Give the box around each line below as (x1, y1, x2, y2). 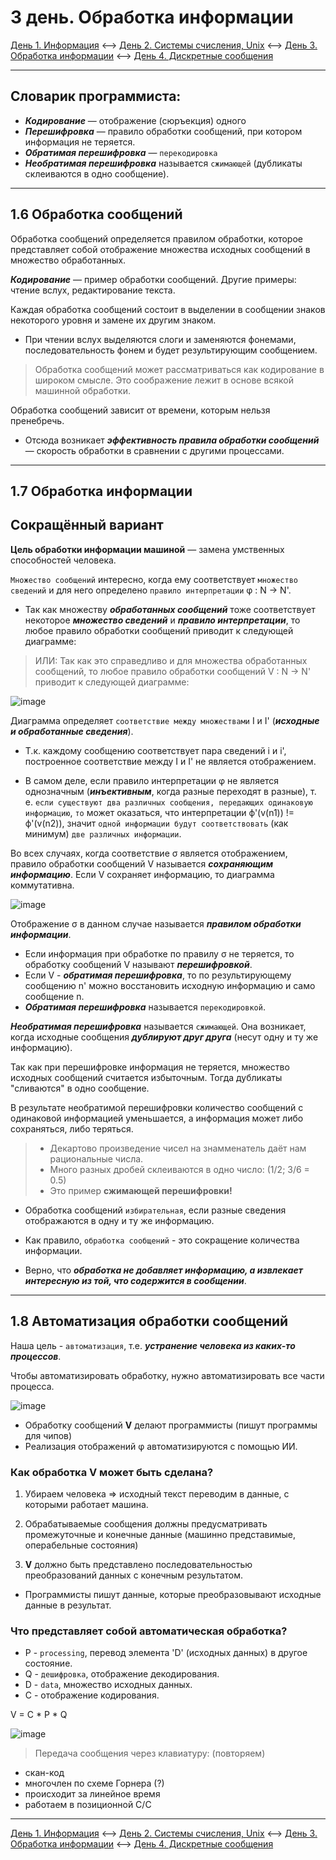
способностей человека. (10, 554, 117, 566)
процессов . (10, 1350, 62, 1362)
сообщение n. (24, 990, 85, 1002)
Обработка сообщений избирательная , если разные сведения (24, 1204, 287, 1216)
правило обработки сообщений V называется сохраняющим (10, 857, 274, 870)
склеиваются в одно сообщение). (24, 167, 170, 180)
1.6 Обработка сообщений (10, 206, 183, 223)
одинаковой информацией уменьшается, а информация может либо (10, 1112, 304, 1124)
